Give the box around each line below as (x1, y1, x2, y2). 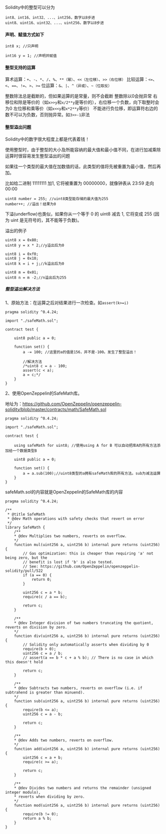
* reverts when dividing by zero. (14, 794, 85, 799)
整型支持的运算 (5, 64, 36, 70)
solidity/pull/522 (5, 568, 43, 573)
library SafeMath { (5, 525, 45, 530)
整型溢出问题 (5, 124, 31, 130)
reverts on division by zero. (5, 625, 68, 629)
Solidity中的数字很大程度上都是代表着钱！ (5, 136, 90, 142)
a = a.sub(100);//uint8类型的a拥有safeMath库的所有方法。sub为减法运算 (23, 471, 161, 476)
